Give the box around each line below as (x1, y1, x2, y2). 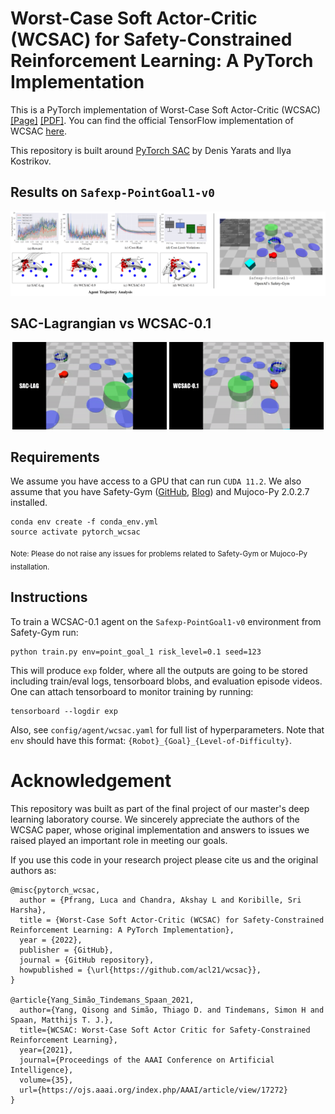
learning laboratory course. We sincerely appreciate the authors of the (10, 813, 300, 825)
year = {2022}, (19, 935, 83, 945)
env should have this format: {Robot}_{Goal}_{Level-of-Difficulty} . (10, 734, 292, 746)
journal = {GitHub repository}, (19, 955, 155, 965)
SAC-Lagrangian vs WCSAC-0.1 (10, 315, 212, 332)
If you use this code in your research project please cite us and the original (10, 853, 319, 866)
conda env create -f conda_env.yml (10, 517, 159, 527)
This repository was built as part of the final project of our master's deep (10, 802, 310, 814)
